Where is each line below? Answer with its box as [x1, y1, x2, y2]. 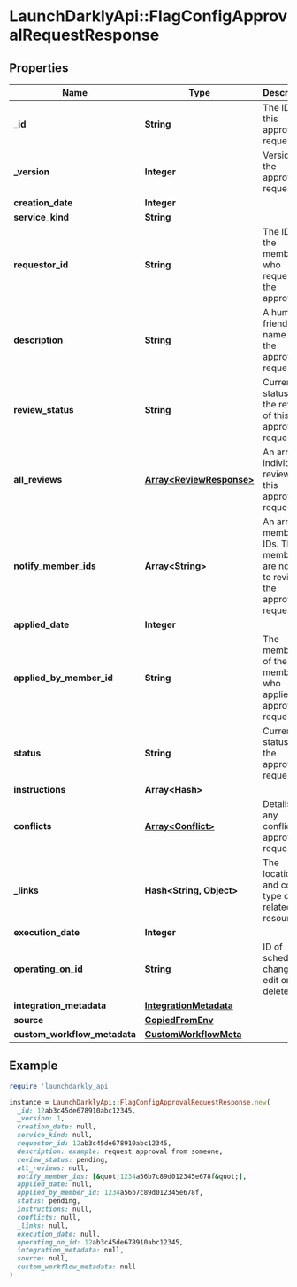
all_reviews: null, [17, 1163, 89, 1173]
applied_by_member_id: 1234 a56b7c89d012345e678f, [17, 1189, 203, 1198]
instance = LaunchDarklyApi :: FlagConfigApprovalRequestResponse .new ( [9, 1097, 271, 1106]
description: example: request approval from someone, [17, 1147, 224, 1156]
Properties [9, 60, 69, 75]
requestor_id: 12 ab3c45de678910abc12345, [17, 1139, 172, 1148]
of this [263, 409, 289, 422]
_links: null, [17, 1221, 69, 1230]
